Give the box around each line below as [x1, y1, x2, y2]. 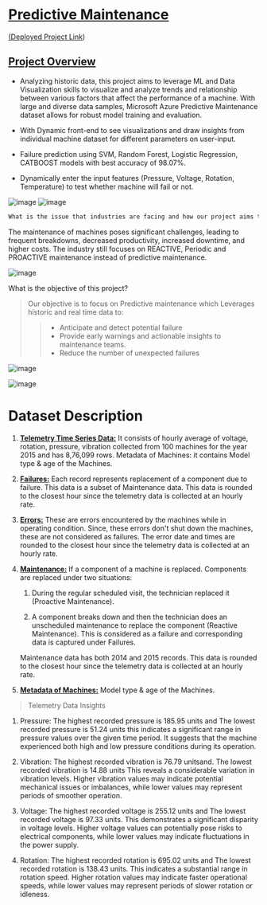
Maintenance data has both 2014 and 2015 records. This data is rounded [19, 652, 257, 662]
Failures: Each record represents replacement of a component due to [19, 474, 248, 484]
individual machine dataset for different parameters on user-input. [19, 134, 236, 143]
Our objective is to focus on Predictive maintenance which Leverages [27, 299, 255, 308]
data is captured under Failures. [31, 637, 137, 647]
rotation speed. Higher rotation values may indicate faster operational [19, 872, 248, 882]
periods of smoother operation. [19, 790, 122, 800]
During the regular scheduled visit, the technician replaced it [31, 588, 230, 597]
